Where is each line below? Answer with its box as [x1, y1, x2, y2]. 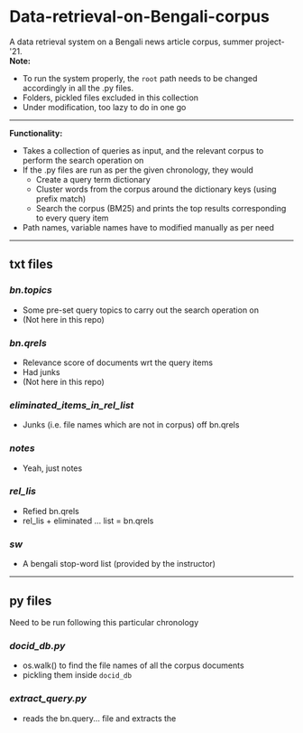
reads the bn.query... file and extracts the [22, 712, 177, 724]
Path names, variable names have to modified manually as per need [22, 221, 275, 232]
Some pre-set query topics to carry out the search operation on [22, 305, 260, 315]
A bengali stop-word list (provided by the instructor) [22, 559, 216, 569]
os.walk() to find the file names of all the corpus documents [22, 660, 245, 671]
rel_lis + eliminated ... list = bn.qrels [22, 515, 154, 526]
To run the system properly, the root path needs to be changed [22, 72, 258, 83]
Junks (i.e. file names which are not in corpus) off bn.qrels [22, 419, 240, 430]
